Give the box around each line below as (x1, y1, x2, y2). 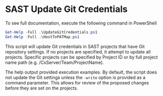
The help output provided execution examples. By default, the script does (5, 69, 157, 75)
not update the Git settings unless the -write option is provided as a (5, 74, 145, 80)
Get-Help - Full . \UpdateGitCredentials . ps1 (5, 29, 98, 34)
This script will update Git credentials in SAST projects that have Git (5, 43, 145, 49)
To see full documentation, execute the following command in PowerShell (5, 20, 157, 26)
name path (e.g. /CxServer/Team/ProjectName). (5, 59, 104, 65)
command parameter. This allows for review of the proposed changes (5, 79, 149, 85)
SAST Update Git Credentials (5, 3, 128, 15)
